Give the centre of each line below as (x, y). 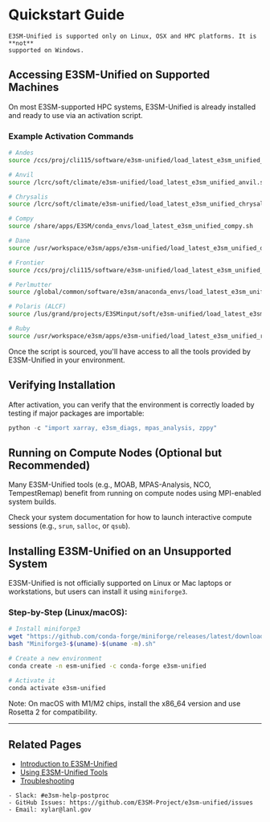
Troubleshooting (47, 781)
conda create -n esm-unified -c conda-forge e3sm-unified (107, 666)
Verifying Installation (62, 385)
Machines (34, 87)
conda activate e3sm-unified (57, 688)
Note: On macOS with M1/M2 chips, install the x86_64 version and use (125, 703)
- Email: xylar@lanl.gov (50, 810)
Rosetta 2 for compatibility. (53, 712)
